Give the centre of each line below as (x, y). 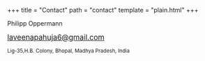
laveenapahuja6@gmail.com (56, 37)
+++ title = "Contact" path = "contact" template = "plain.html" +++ (103, 10)
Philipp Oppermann (35, 23)
